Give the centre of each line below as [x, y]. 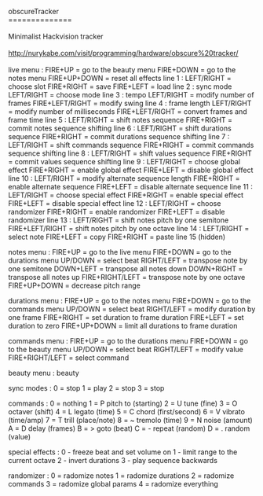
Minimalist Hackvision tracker [56, 36]
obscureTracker [33, 11]
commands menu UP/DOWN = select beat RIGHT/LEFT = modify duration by [132, 309]
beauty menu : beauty [44, 373]
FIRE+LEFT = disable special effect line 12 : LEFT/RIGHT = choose [115, 203]
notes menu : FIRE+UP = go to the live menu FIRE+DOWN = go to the [120, 252]
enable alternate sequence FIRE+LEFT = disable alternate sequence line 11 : [130, 187]
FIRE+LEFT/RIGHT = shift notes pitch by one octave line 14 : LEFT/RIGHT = [129, 228]
